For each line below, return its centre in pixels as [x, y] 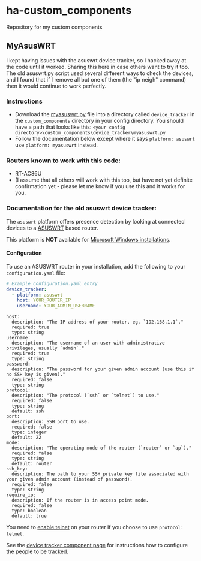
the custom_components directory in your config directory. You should [99, 121]
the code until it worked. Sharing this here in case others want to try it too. [98, 67]
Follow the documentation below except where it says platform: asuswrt [105, 139]
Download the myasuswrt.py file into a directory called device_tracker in [105, 114]
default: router [32, 464]
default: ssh [28, 411]
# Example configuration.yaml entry [52, 283]
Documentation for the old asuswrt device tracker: [82, 209]
